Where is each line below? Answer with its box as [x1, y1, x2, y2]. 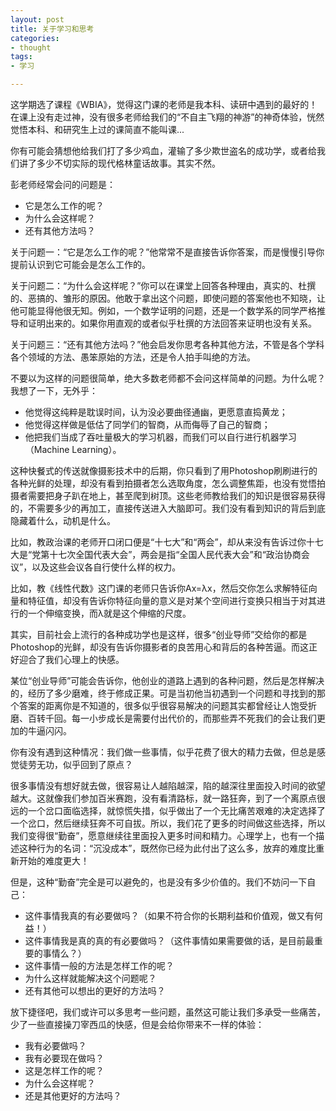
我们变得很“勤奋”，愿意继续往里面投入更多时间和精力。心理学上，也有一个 [10, 830, 317, 841]
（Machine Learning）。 [24, 444, 122, 455]
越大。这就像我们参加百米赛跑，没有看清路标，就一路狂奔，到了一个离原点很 [10, 792, 326, 804]
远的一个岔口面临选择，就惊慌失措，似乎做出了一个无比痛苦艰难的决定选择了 [10, 805, 326, 816]
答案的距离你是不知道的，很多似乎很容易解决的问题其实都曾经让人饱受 [18, 700, 308, 711]
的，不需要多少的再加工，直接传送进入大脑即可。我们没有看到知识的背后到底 [10, 502, 326, 514]
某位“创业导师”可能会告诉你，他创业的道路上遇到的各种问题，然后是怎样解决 [10, 675, 325, 686]
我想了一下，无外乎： [10, 385, 98, 396]
